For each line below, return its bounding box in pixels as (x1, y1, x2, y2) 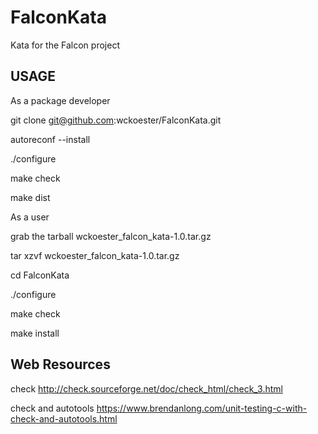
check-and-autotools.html (10, 412, 118, 425)
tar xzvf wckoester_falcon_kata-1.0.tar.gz (10, 249, 180, 261)
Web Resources (10, 356, 111, 373)
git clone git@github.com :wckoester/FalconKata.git (10, 114, 222, 126)
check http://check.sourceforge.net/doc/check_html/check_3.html (10, 382, 283, 395)
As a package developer (10, 94, 111, 106)
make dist (10, 191, 51, 203)
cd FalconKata (10, 269, 70, 281)
